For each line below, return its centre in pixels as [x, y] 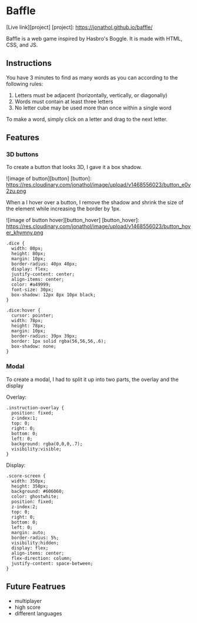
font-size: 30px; [33, 290]
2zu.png [16, 191]
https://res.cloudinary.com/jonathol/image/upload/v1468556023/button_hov [98, 226]
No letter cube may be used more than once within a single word [93, 108]
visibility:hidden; [35, 543]
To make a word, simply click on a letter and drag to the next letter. [87, 119]
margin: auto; [29, 532]
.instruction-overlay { [35, 407]
